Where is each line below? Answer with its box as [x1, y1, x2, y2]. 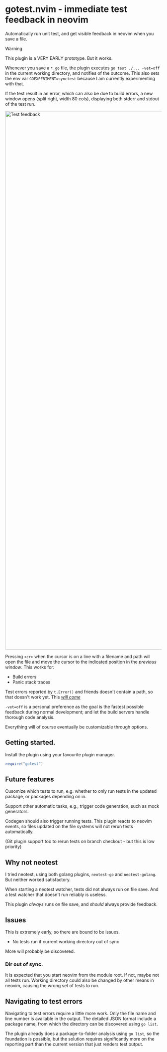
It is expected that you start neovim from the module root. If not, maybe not [5, 972, 159, 978]
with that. [5, 81, 24, 87]
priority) [5, 844, 22, 850]
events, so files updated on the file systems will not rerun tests [5, 824, 133, 830]
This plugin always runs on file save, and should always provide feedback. [5, 901, 158, 907]
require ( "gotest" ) [5, 761, 43, 766]
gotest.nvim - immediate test [5, 3, 128, 15]
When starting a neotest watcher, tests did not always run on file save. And [5, 886, 159, 892]
